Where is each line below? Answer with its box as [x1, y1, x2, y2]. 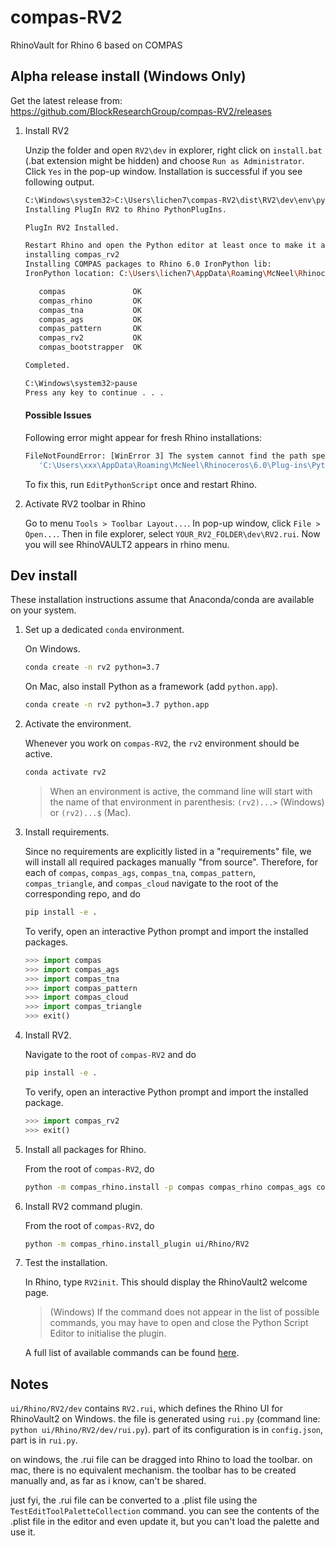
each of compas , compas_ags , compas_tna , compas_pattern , [24, 867, 257, 879]
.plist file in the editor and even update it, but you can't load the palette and [10, 1516, 320, 1528]
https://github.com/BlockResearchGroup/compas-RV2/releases [10, 105, 272, 117]
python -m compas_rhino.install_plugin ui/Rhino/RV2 [24, 1239, 250, 1249]
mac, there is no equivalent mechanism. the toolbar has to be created [10, 1464, 297, 1476]
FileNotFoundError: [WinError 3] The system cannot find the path [24, 451, 308, 461]
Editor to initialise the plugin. [49, 1327, 167, 1340]
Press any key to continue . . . [24, 387, 165, 398]
